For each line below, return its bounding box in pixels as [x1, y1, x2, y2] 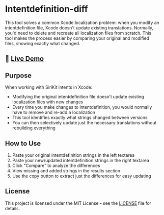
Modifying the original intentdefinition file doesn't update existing [12, 94, 144, 100]
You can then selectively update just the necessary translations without [12, 120, 157, 126]
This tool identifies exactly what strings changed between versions [12, 115, 148, 120]
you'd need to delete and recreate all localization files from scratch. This [5, 30, 151, 36]
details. [5, 205, 20, 211]
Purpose [5, 71, 32, 79]
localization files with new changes [12, 99, 83, 105]
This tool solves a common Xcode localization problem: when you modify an [5, 20, 160, 25]
